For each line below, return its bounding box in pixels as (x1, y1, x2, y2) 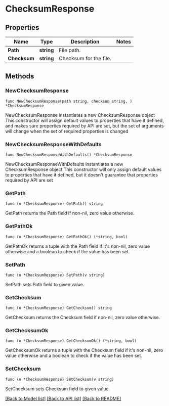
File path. (59, 47, 81, 54)
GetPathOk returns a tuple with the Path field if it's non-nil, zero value (5, 243, 150, 249)
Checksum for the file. (59, 55, 111, 62)
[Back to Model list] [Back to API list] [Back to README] (5, 395, 121, 401)
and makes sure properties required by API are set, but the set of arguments (5, 122, 164, 129)
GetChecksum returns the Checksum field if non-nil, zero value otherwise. (5, 314, 160, 321)
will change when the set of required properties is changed (5, 128, 129, 134)
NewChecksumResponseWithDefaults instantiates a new (5, 161, 123, 167)
